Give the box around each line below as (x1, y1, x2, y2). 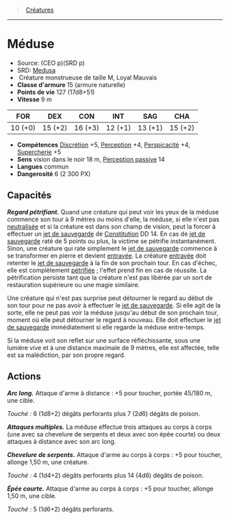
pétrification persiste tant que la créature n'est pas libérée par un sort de (7, 273, 212, 282)
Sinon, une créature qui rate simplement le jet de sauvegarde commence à (7, 244, 218, 252)
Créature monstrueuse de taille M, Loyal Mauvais (18, 73, 157, 82)
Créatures (25, 6, 54, 14)
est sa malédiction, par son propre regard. (7, 351, 126, 359)
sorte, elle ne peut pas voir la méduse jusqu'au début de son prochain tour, (7, 308, 219, 317)
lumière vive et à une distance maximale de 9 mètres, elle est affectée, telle (7, 343, 220, 351)
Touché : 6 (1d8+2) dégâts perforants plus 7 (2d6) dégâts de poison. (7, 409, 201, 417)
